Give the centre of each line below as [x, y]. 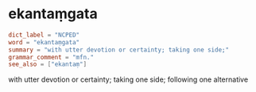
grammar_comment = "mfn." [51, 57]
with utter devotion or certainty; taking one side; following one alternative [128, 79]
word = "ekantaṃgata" [44, 42]
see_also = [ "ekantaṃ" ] [48, 64]
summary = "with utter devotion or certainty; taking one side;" [118, 50]
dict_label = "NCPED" [44, 35]
